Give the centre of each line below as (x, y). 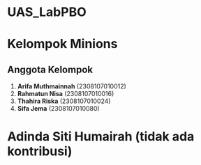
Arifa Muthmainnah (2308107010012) (72, 86)
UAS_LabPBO (47, 12)
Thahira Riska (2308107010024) (64, 101)
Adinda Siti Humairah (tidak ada (101, 137)
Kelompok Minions (62, 44)
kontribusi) (40, 151)
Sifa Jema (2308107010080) (58, 109)
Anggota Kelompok (50, 69)
